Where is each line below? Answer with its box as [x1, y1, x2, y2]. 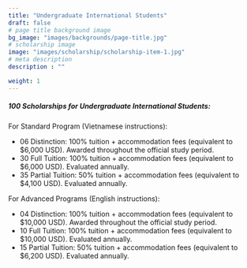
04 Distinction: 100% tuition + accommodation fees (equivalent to [19, 209, 234, 218]
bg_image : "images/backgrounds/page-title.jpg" [8, 33, 168, 42]
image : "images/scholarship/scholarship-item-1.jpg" [8, 48, 185, 56]
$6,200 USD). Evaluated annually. [19, 251, 130, 260]
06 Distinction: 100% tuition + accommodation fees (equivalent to [19, 136, 233, 146]
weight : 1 [8, 76, 41, 85]
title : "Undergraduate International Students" [8, 11, 168, 20]
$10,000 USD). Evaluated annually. [19, 234, 133, 244]
